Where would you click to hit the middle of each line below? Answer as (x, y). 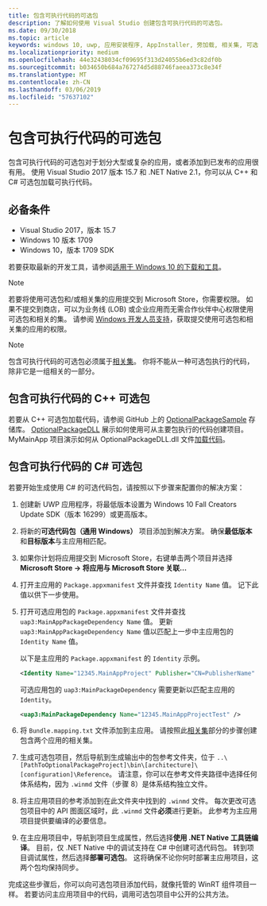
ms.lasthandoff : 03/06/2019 (55, 89)
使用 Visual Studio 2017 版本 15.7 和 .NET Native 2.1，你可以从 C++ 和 (144, 172)
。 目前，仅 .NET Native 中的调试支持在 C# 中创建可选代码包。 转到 (137, 848)
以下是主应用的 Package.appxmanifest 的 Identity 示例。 (112, 658)
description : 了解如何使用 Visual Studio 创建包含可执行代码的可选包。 (117, 23)
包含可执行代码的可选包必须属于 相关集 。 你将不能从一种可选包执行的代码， (131, 361)
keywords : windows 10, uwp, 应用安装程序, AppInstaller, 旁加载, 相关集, (126, 45)
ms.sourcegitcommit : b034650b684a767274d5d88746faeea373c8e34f (115, 68)
